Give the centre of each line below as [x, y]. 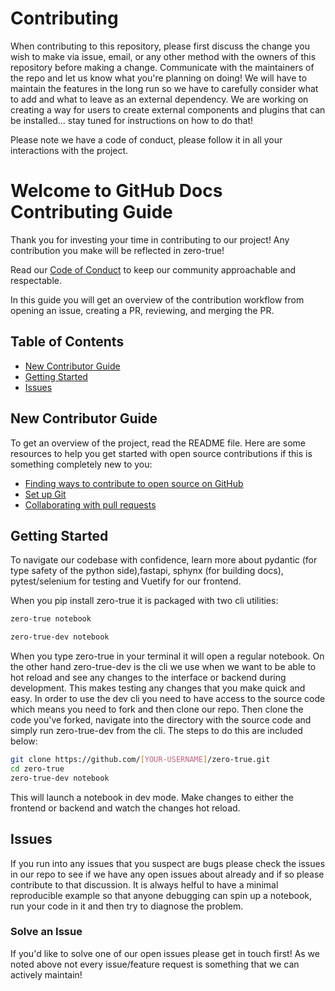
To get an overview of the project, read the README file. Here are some [158, 443]
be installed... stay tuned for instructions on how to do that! [132, 120]
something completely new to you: [81, 464]
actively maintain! [46, 974]
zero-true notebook [51, 619]
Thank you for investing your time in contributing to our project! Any [150, 239]
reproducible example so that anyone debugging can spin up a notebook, [161, 895]
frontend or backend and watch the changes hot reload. [125, 808]
